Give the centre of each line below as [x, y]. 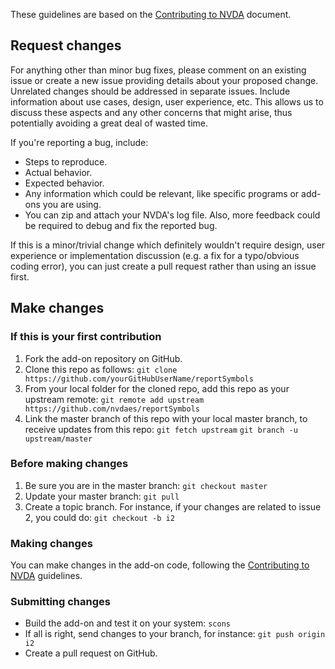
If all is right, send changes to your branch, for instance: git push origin [175, 634]
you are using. [72, 204]
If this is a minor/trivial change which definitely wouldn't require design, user [168, 245]
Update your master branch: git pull [102, 496]
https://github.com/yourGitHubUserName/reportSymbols [139, 379]
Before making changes [69, 464]
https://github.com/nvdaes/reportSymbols [112, 409]
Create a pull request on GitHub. [91, 653]
